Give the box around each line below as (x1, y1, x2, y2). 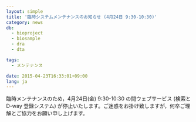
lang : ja (6, 78, 28, 85)
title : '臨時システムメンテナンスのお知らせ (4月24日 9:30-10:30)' (6, 14, 157, 20)
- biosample (11, 36, 41, 41)
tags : (6, 57, 19, 63)
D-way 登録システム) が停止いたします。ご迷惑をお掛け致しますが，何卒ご (6, 103, 185, 110)
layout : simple (6, 8, 43, 15)
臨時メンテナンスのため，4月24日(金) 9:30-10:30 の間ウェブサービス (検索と (6, 95, 191, 102)
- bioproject (11, 30, 43, 36)
